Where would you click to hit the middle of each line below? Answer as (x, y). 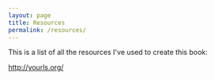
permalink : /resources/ (47, 30)
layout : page (30, 15)
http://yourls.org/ (36, 67)
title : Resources (37, 23)
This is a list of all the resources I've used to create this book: (108, 53)
